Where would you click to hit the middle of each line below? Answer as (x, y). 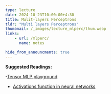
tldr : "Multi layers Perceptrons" (42, 24)
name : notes (31, 43)
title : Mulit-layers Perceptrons (41, 19)
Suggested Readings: (29, 67)
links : (12, 34)
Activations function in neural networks (54, 86)
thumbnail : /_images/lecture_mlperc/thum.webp (56, 29)
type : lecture (20, 10)
